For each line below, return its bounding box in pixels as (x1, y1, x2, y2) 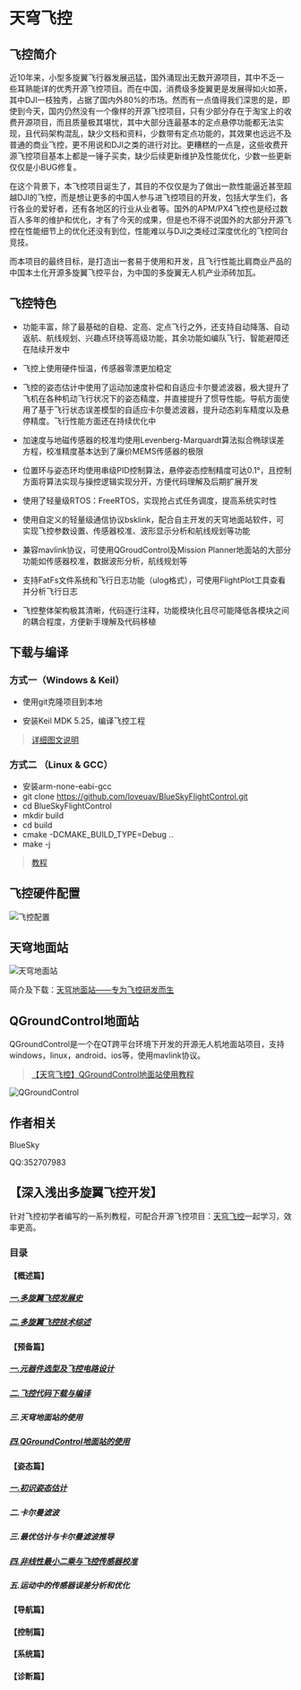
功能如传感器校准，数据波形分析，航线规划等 (21, 555, 188, 566)
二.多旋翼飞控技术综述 (9, 1317, 91, 1328)
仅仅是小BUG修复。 (9, 162, 82, 172)
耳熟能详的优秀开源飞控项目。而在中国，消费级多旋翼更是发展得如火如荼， (16, 83, 292, 94)
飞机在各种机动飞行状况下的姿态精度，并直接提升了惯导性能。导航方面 (21, 393, 282, 403)
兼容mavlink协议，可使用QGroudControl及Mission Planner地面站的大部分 (21, 544, 292, 555)
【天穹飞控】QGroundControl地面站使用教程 (30, 1069, 194, 1080)
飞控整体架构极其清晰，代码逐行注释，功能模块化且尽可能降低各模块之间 (21, 604, 289, 615)
